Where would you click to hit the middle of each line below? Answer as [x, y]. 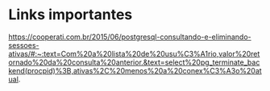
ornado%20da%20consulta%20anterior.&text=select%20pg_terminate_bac [134, 62]
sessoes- [24, 45]
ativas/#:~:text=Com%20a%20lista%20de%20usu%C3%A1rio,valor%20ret [134, 53]
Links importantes [71, 15]
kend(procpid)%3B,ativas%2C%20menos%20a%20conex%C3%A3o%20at [135, 70]
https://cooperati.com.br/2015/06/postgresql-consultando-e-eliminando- [130, 37]
